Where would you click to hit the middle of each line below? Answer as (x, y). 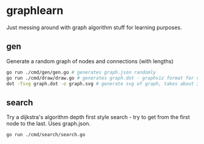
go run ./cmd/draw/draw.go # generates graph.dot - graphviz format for (100, 78)
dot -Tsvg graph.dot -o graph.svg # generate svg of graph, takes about (100, 84)
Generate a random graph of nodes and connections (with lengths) (90, 61)
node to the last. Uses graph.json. (49, 124)
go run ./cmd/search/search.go (46, 135)
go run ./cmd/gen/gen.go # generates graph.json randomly (81, 72)
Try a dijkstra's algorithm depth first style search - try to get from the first (98, 117)
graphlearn (35, 11)
